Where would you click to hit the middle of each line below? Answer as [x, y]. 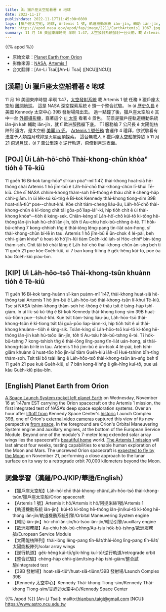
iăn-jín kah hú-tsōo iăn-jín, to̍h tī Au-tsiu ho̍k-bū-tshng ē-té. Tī [81, 335]
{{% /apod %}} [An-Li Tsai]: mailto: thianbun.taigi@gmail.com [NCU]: [75, 599]
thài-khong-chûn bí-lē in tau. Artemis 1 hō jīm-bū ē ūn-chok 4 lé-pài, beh [80, 233]
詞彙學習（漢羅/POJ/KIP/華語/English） [66, 478]
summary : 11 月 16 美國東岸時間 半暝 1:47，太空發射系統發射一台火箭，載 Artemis [83, 33]
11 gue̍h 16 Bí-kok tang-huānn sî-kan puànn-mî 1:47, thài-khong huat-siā [78, 294]
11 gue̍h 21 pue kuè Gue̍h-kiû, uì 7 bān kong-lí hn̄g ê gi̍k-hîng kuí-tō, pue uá [82, 364]
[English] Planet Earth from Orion [57, 386]
